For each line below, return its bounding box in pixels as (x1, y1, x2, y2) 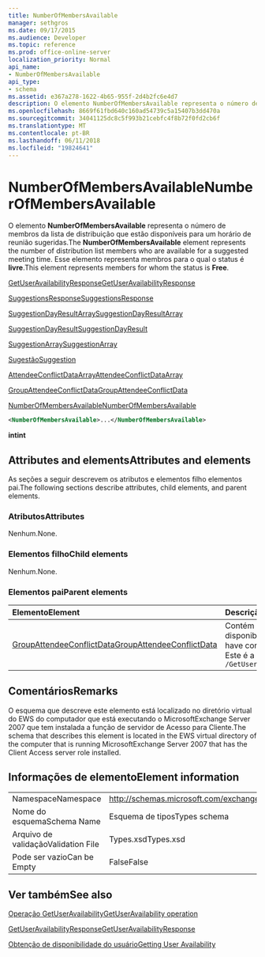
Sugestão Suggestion (8, 355, 77, 365)
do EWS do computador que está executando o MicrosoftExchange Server (8, 713, 251, 724)
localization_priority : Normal (8, 56, 111, 64)
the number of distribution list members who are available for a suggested (8, 246, 248, 255)
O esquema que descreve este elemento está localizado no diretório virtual (8, 705, 252, 715)
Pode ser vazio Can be (12, 851, 94, 862)
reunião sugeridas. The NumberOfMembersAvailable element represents (8, 238, 246, 248)
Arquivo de (12, 828, 53, 839)
